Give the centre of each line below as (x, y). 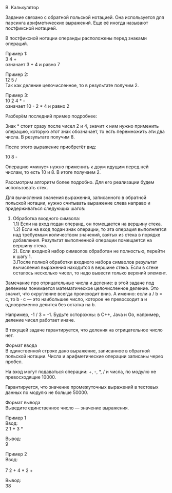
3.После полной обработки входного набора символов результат (85, 262)
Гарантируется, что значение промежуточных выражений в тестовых (82, 387)
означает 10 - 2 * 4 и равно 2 (37, 106)
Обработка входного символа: (46, 218)
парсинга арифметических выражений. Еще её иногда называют (77, 23)
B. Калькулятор (22, 7)
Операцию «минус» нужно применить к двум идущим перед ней (77, 167)
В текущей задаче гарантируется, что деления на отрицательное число (84, 330)
